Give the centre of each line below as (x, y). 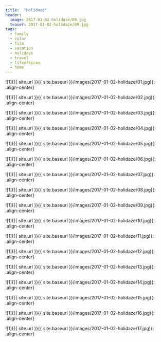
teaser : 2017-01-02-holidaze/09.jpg (49, 24)
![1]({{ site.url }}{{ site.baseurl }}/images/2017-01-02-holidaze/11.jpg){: (80, 236)
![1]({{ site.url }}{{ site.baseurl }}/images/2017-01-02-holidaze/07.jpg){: (80, 175)
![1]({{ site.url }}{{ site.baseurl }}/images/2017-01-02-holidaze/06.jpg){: (80, 159)
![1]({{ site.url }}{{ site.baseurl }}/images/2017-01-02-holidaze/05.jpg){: (80, 144)
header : (14, 15)
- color (18, 39)
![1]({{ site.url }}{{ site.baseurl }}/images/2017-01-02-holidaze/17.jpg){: (80, 329)
